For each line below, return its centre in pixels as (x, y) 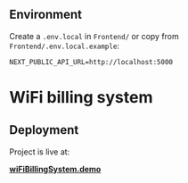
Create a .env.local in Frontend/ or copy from (94, 36)
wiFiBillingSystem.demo (55, 169)
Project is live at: (40, 152)
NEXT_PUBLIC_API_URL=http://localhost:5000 (91, 62)
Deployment (44, 130)
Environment (46, 15)
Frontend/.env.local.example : (65, 46)
